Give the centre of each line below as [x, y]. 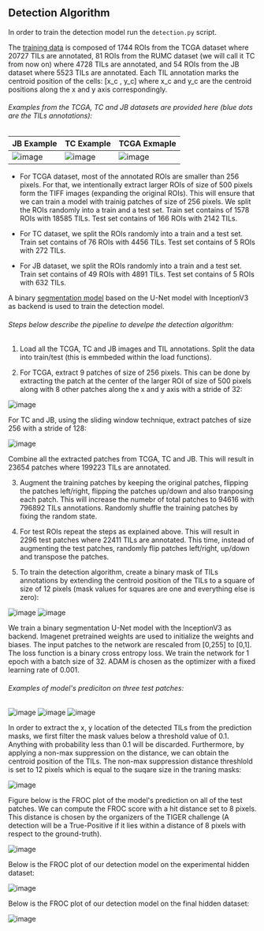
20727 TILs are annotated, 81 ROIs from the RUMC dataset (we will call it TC [132, 55]
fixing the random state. [58, 516]
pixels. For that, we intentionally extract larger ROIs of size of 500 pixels [136, 185]
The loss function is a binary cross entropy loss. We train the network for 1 [129, 653]
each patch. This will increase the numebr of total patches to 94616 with [137, 499]
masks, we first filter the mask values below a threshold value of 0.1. [119, 736]
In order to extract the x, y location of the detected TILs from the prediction [130, 728]
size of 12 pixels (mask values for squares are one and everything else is [137, 589]
